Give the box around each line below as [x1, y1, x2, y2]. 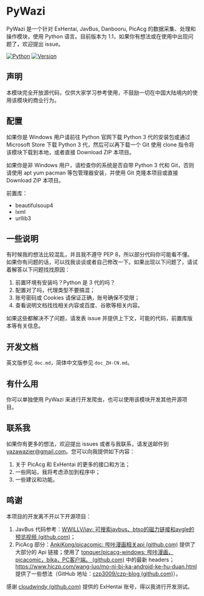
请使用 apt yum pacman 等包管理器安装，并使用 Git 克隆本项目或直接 [6, 169, 178, 176]
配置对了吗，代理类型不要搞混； [15, 287, 95, 294]
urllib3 [15, 214, 32, 222]
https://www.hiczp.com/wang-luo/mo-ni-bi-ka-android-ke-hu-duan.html [15, 563, 197, 570]
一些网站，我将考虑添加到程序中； [15, 468, 101, 475]
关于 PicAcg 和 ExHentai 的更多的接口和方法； [15, 461, 131, 468]
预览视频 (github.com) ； [15, 533, 76, 540]
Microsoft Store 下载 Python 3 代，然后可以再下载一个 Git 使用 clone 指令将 [6, 141, 194, 148]
